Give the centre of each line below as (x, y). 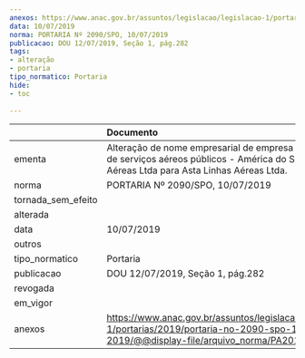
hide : (20, 85)
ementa (30, 160)
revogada (34, 288)
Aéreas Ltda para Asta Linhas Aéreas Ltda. (197, 170)
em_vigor (33, 303)
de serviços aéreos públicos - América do (197, 160)
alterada (32, 215)
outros (28, 244)
